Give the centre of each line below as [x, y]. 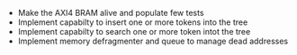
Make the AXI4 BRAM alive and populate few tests [111, 13]
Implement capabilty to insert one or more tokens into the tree [133, 22]
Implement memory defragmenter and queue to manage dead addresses [153, 41]
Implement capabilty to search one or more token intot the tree [134, 31]
